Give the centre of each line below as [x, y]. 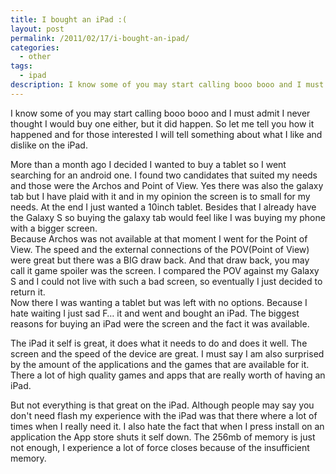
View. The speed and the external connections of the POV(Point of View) [160, 249]
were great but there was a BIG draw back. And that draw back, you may [160, 260]
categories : [35, 47]
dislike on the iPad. [49, 145]
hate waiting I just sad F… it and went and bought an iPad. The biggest [155, 313]
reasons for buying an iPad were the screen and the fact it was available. [160, 323]
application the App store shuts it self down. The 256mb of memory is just [163, 437]
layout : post [37, 29]
